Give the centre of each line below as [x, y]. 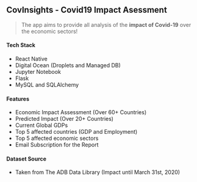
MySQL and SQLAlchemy [47, 85]
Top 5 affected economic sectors [57, 138]
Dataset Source [27, 159]
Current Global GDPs [41, 125]
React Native [31, 59]
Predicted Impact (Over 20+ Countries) [64, 119]
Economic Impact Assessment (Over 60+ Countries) [81, 112]
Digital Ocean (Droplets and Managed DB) [68, 65]
